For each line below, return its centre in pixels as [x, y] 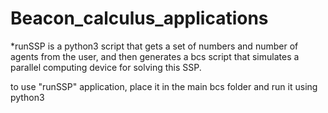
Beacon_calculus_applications [139, 18]
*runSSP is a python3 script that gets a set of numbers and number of [154, 46]
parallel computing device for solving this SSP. [106, 67]
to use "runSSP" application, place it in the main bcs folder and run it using [164, 86]
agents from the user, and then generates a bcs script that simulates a [155, 56]
